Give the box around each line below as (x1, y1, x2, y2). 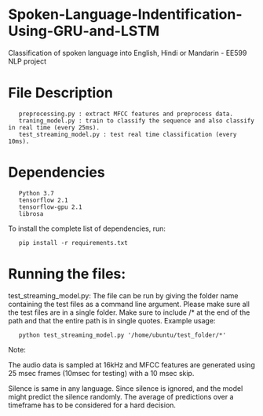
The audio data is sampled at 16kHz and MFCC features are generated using (8, 359, 255, 370)
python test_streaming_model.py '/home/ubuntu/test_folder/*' (18, 331, 226, 339)
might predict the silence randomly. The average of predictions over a (8, 392, 234, 401)
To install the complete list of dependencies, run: (8, 224, 166, 233)
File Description (8, 84, 114, 102)
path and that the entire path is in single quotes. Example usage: (8, 316, 216, 325)
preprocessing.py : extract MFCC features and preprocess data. (18, 110, 234, 118)
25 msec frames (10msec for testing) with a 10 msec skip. (8, 368, 195, 378)
